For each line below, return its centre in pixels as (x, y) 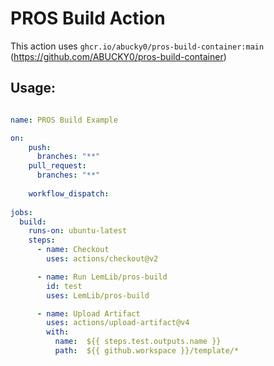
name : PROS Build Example (64, 120)
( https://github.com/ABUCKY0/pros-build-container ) (118, 56)
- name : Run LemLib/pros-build (102, 277)
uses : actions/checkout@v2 (102, 259)
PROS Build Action (88, 18)
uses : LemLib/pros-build (98, 295)
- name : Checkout (73, 250)
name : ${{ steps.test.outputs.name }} (138, 342)
